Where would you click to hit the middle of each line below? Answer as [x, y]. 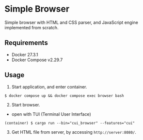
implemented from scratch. [32, 27]
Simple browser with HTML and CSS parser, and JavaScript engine [71, 22]
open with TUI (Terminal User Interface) [51, 114]
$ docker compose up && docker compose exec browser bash [64, 96]
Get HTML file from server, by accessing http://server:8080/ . [74, 132]
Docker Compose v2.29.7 [37, 60]
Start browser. [26, 105]
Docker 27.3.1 [25, 54]
